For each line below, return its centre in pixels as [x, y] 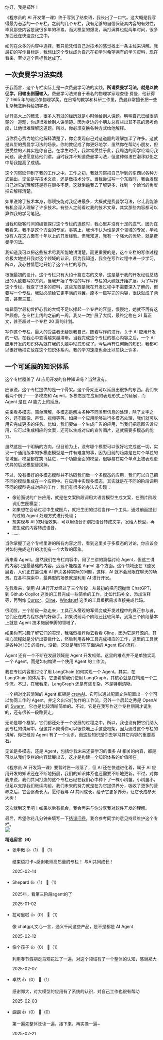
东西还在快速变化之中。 [28, 36]
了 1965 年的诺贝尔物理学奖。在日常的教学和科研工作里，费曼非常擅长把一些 [81, 99]
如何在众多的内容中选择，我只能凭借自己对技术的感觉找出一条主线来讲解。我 [81, 46]
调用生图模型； [27, 503]
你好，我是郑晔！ [22, 7]
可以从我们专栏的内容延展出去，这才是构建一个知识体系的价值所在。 [73, 757]
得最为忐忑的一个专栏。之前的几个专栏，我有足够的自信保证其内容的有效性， [81, 24]
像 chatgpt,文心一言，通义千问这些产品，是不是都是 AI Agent [73, 926]
